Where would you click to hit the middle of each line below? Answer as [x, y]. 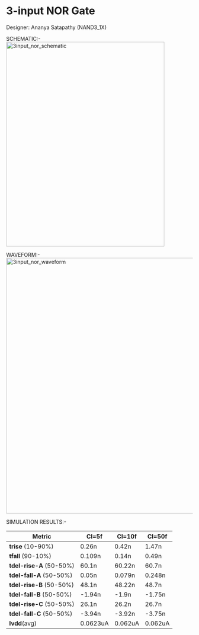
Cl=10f [127, 536]
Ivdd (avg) [23, 623]
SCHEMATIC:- [23, 38]
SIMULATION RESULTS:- [36, 521]
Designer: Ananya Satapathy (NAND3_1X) [56, 27]
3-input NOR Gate [51, 11]
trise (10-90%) [31, 546]
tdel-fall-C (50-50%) [41, 614]
